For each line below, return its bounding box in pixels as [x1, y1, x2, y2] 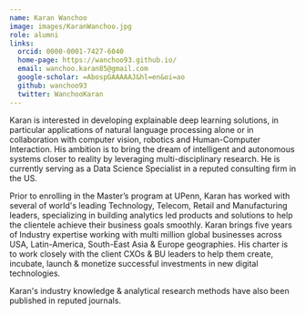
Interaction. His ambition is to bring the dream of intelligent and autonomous [9, 143, 295, 155]
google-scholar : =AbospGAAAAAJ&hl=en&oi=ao [17, 73, 185, 82]
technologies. [9, 268, 61, 279]
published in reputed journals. [9, 295, 121, 306]
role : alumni [9, 30, 59, 39]
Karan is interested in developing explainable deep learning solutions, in [9, 115, 280, 126]
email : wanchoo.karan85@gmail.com [17, 65, 148, 74]
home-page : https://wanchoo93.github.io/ [17, 56, 178, 65]
